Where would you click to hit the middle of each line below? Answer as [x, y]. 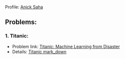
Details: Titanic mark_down [39, 52]
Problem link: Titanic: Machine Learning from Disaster [66, 46]
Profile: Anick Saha [24, 7]
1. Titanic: [17, 36]
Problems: [21, 22]
